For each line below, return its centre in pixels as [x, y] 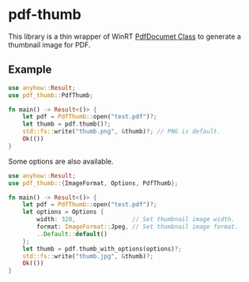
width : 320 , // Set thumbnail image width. [136, 220]
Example [30, 70]
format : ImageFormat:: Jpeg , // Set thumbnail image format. [138, 227]
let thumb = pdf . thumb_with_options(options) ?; [102, 249]
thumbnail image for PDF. [49, 44]
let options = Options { [63, 212]
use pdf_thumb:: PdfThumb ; [51, 95]
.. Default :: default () [72, 234]
